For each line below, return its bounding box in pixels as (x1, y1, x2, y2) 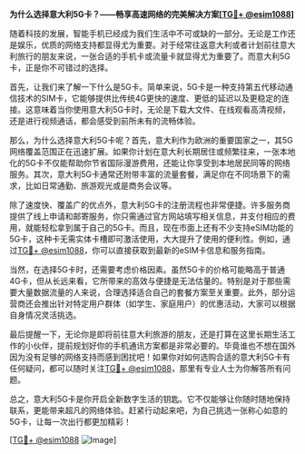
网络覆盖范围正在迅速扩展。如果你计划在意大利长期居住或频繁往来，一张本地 (9, 146, 296, 157)
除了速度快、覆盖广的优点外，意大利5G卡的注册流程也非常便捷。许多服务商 (9, 200, 290, 210)
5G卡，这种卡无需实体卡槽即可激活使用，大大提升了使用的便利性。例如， (9, 233, 283, 244)
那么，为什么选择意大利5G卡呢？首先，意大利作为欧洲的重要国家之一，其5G (9, 135, 293, 145)
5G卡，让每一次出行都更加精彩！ (9, 417, 132, 427)
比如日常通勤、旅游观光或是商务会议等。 (25, 181, 177, 191)
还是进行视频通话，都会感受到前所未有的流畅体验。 (9, 115, 201, 126)
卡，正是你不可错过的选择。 (9, 63, 113, 73)
